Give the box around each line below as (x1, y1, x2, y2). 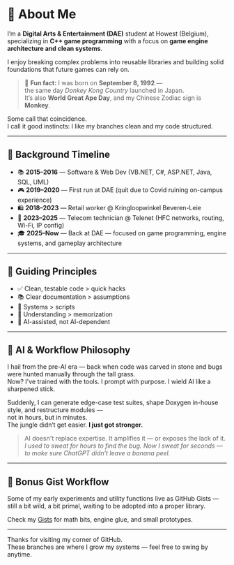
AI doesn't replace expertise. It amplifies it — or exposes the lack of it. (24, 434, 226, 443)
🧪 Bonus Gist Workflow (7, 476, 109, 487)
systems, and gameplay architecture (17, 239, 122, 247)
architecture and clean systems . (7, 44, 103, 52)
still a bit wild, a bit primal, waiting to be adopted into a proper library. (7, 502, 206, 511)
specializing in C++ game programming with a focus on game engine (7, 36, 208, 45)
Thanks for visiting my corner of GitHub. (7, 536, 123, 544)
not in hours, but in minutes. (7, 413, 88, 422)
